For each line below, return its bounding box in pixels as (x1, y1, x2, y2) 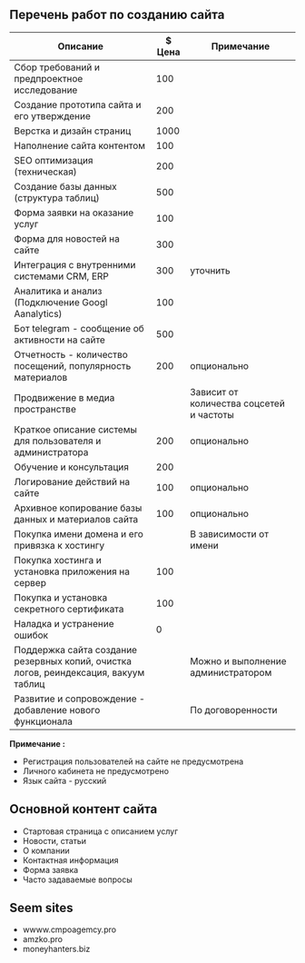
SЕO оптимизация (14, 154, 93, 166)
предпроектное (14, 72, 84, 84)
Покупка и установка (14, 591, 108, 603)
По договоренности (190, 703, 279, 716)
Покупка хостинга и (14, 553, 102, 566)
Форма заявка (22, 864, 79, 875)
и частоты (190, 408, 234, 421)
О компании (22, 845, 70, 856)
